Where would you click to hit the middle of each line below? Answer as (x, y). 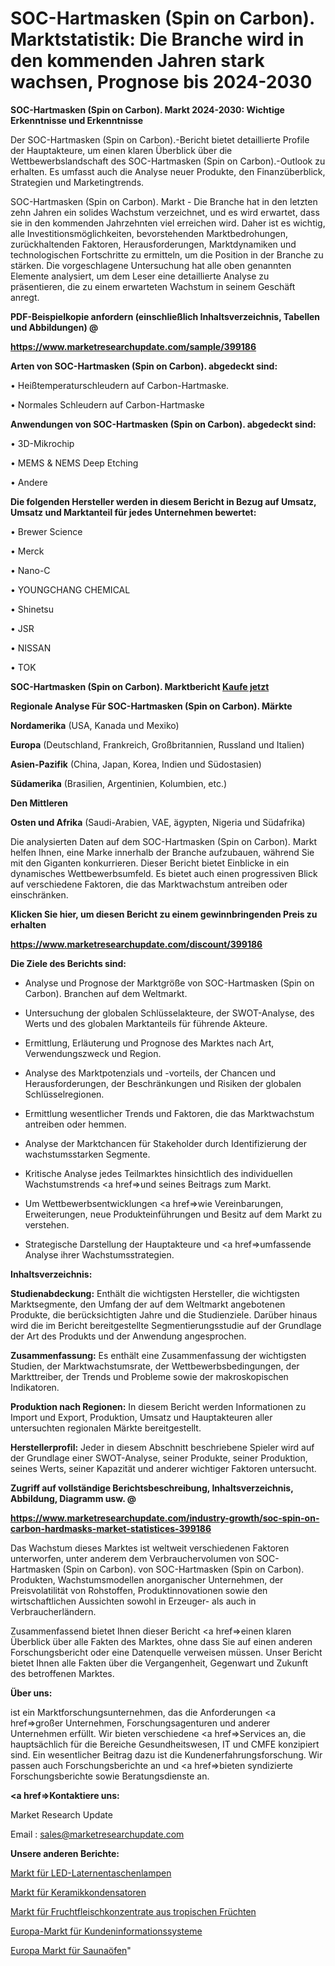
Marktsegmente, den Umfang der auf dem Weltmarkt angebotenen (148, 1304)
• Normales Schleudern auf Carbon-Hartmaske (107, 404)
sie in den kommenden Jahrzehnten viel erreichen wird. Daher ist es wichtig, (168, 223)
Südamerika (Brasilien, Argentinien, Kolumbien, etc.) (119, 783)
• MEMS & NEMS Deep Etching (74, 463)
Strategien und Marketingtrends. (77, 182)
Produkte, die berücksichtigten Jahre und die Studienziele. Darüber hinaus (164, 1314)
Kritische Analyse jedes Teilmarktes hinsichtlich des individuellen (158, 1173)
